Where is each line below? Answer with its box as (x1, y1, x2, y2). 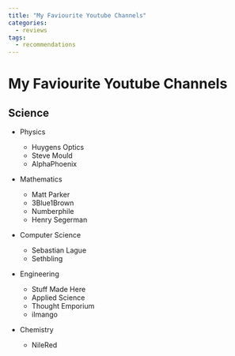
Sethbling (31, 254, 63, 264)
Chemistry (19, 325, 54, 335)
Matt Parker (31, 190, 70, 200)
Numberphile (31, 207, 74, 216)
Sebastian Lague (31, 245, 87, 255)
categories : (8, 19, 47, 27)
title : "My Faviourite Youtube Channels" (8, 11, 147, 20)
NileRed (31, 340, 58, 350)
